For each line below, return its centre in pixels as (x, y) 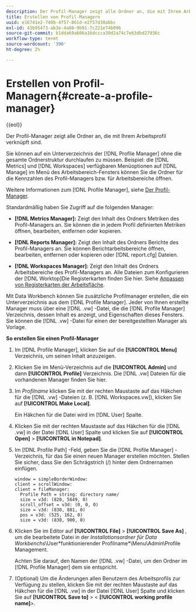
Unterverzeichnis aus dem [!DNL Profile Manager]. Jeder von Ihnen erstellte (97, 302)
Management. (31, 549)
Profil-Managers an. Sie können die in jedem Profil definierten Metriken (100, 224)
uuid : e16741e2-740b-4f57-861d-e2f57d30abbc (61, 22)
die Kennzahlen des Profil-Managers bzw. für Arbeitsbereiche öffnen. (90, 178)
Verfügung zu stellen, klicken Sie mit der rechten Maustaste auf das (96, 585)
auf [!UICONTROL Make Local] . (53, 403)
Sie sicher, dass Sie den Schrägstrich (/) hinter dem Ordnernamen (94, 462)
